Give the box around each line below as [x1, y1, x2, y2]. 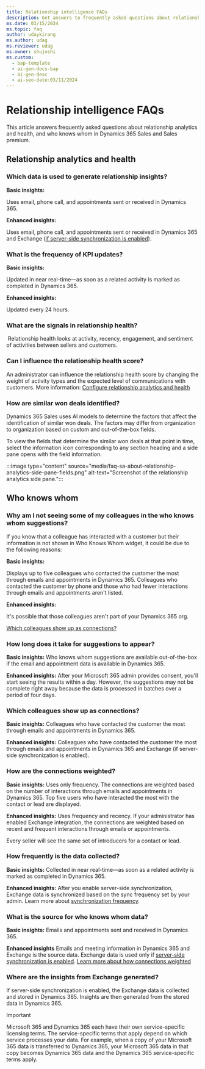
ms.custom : [6, 54, 34, 60]
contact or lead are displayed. [6, 800, 81, 808]
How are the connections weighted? [6, 767, 116, 775]
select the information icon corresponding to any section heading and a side [6, 444, 198, 451]
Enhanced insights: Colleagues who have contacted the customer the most [6, 739, 197, 746]
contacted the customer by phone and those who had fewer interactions [6, 582, 188, 590]
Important [6, 1012, 31, 1019]
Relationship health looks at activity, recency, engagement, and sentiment [7, 335, 193, 342]
